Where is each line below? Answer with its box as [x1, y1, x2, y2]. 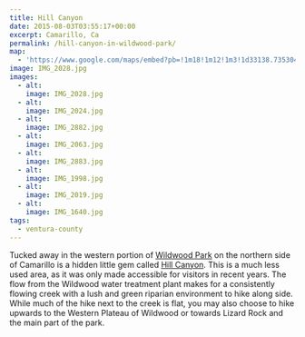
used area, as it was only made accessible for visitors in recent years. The [9, 269, 287, 280]
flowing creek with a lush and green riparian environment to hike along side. [9, 288, 293, 299]
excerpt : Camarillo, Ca [9, 30, 100, 39]
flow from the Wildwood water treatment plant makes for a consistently [9, 278, 275, 289]
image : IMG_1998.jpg [25, 173, 103, 183]
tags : [9, 215, 30, 225]
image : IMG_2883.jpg [25, 156, 103, 166]
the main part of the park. [9, 317, 105, 328]
